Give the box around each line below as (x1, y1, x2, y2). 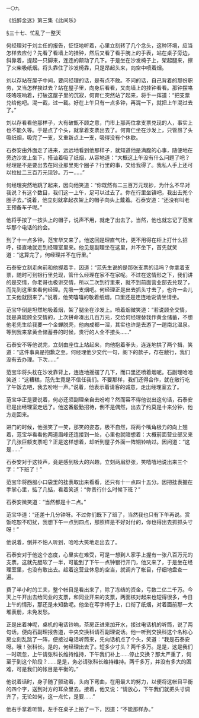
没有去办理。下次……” (6, 356, 59, 363)
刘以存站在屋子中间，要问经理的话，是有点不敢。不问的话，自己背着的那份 (6, 77, 188, 84)
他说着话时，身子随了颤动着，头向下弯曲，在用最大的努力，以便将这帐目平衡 (6, 678, 193, 685)
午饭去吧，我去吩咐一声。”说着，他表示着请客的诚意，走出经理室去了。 (11, 384, 182, 390)
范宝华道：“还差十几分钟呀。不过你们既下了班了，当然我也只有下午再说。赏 (6, 511, 191, 518)
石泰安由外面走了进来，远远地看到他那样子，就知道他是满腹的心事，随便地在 (6, 147, 193, 153)
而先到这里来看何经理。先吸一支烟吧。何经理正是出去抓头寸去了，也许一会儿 (6, 286, 193, 293)
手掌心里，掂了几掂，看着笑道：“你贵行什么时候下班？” (6, 486, 141, 493)
